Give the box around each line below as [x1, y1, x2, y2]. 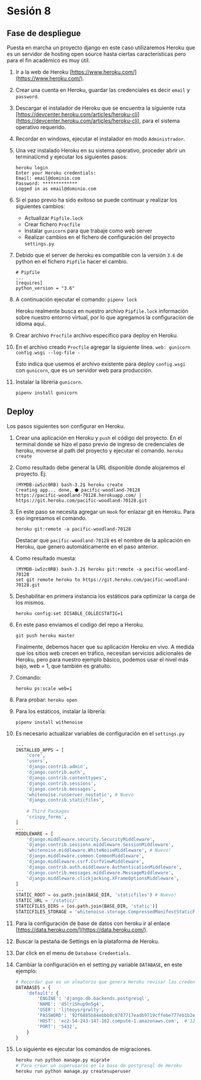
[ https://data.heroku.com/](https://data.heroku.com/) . [15, 926, 148, 933]
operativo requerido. [15, 124, 66, 130]
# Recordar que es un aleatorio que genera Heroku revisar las [15, 979, 177, 985]
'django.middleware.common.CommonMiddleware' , [26, 853, 145, 859]
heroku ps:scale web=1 [15, 686, 72, 692]
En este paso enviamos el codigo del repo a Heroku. [15, 621, 144, 628]
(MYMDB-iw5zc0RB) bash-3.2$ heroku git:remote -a [15, 566, 142, 572]
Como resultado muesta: [15, 554, 77, 562]
